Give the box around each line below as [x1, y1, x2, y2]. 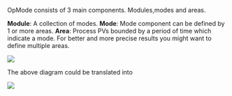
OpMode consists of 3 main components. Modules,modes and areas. [7, 6, 206, 14]
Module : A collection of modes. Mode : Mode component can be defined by [7, 19, 225, 27]
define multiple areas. [7, 42, 70, 49]
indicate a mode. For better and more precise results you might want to [7, 34, 212, 42]
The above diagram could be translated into [7, 68, 133, 76]
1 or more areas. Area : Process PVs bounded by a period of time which [7, 27, 212, 35]
